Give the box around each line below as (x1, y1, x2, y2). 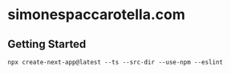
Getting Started (7, 37, 87, 51)
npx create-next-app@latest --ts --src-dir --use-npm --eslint (7, 58, 224, 66)
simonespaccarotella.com (7, 6, 185, 24)
